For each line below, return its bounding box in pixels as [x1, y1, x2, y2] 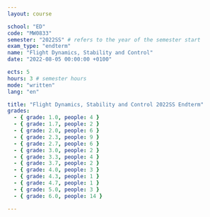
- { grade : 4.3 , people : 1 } [13, 173, 100, 180]
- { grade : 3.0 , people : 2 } [13, 147, 100, 154]
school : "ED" [7, 23, 46, 30]
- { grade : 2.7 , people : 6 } [13, 140, 100, 147]
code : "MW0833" [7, 30, 52, 37]
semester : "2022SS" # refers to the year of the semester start [7, 36, 201, 43]
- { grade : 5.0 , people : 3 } [13, 186, 100, 193]
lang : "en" [7, 88, 40, 95]
